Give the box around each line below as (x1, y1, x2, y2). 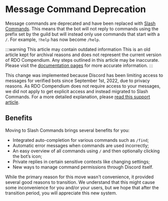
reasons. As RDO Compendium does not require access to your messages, (5, 83, 161, 89)
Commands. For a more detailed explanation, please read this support (5, 94, 150, 100)
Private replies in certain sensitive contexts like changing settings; (12, 158, 150, 165)
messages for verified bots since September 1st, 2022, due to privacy (5, 77, 150, 84)
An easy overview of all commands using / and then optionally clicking (12, 148, 160, 154)
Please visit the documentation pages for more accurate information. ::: (5, 62, 153, 68)
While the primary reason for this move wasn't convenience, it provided (5, 174, 154, 180)
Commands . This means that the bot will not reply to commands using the (5, 25, 159, 31)
